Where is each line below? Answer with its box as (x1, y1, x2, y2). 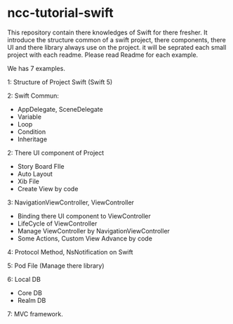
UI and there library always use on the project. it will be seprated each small (7, 43, 227, 51)
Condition (17, 127, 46, 136)
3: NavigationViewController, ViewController (7, 198, 135, 207)
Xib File (17, 177, 40, 186)
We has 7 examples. (7, 64, 65, 72)
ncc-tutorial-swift (7, 5, 114, 21)
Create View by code (17, 184, 79, 193)
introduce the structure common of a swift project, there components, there (7, 35, 227, 44)
